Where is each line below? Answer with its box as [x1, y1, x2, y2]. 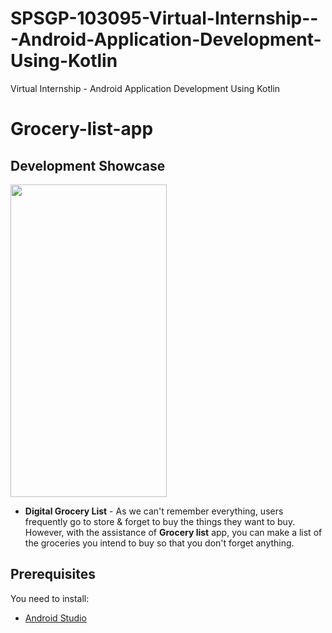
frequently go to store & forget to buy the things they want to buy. [24, 515, 296, 527]
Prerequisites [10, 566, 96, 583]
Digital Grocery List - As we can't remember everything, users [24, 505, 284, 517]
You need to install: [10, 592, 90, 604]
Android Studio [24, 612, 87, 624]
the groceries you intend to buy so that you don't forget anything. [24, 537, 295, 549]
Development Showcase [10, 157, 166, 174]
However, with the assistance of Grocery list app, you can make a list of [24, 526, 323, 538]
